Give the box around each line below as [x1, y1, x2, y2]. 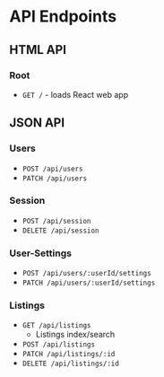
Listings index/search [35, 329, 116, 340]
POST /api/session [22, 216, 91, 225]
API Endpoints [9, 6, 117, 27]
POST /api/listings [22, 340, 96, 349]
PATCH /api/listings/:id [22, 350, 116, 359]
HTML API [9, 42, 67, 57]
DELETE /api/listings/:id [22, 359, 119, 369]
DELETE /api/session [22, 226, 99, 235]
